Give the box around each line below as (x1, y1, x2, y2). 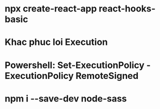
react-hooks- (99, 3, 156, 14)
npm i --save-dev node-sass (5, 93, 127, 104)
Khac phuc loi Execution (5, 36, 108, 48)
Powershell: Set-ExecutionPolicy (5, 59, 144, 70)
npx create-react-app (5, 3, 97, 14)
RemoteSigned (75, 70, 139, 81)
